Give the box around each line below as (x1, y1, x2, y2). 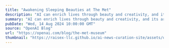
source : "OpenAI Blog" (5, 26, 53, 31)
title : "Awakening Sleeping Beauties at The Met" (5, 7, 112, 12)
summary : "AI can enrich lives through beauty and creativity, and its (5, 16, 158, 21)
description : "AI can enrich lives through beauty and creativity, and (5, 12, 158, 17)
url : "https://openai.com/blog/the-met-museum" (5, 30, 107, 35)
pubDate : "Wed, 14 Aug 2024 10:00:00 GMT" (5, 21, 96, 26)
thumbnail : (5, 35, 28, 40)
